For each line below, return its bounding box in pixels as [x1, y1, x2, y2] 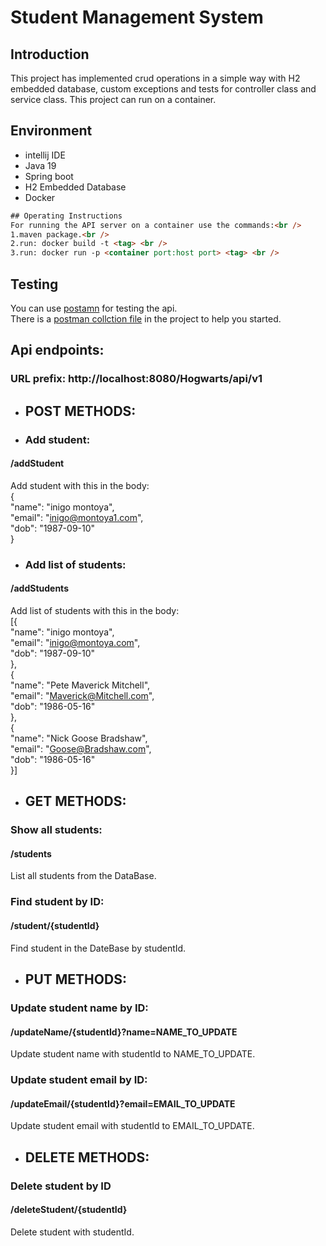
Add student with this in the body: [10, 479, 150, 491]
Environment [10, 122, 93, 140]
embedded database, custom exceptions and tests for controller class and [10, 83, 317, 95]
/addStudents [10, 582, 69, 595]
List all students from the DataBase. [10, 870, 157, 882]
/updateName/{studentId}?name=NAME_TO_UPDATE [10, 1026, 238, 1038]
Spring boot [24, 170, 74, 182]
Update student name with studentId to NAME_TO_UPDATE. [10, 1048, 256, 1060]
